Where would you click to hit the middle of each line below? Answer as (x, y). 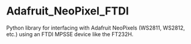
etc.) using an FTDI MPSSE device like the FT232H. (70, 34)
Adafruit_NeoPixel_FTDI (68, 11)
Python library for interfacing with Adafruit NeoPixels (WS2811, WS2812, (96, 28)
